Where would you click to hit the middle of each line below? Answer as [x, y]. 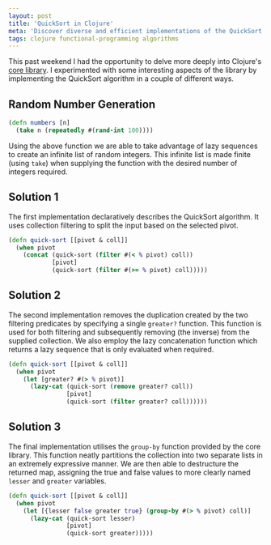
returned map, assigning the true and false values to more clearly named [129, 472]
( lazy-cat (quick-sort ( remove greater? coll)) [112, 387]
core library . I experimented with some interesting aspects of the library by [133, 70]
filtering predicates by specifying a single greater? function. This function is [135, 323]
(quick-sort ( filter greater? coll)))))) [137, 402]
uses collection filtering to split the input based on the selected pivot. [123, 225]
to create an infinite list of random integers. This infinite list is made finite [129, 154]
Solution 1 [34, 197]
